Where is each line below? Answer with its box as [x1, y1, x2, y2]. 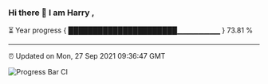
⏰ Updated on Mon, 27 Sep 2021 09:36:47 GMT [8, 52, 166, 61]
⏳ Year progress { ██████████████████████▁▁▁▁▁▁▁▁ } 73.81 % [8, 25, 254, 35]
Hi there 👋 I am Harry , [8, 7, 95, 18]
